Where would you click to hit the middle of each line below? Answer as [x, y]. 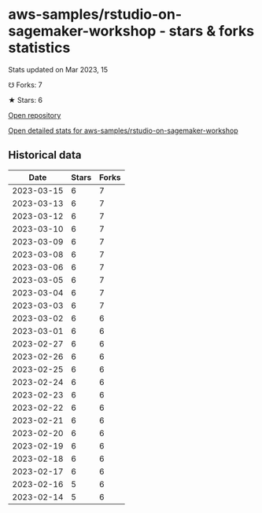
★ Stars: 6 [26, 100]
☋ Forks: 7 [25, 85]
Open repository [35, 115]
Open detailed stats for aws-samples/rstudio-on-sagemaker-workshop [123, 130]
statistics [39, 48]
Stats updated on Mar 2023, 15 [58, 69]
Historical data [45, 155]
